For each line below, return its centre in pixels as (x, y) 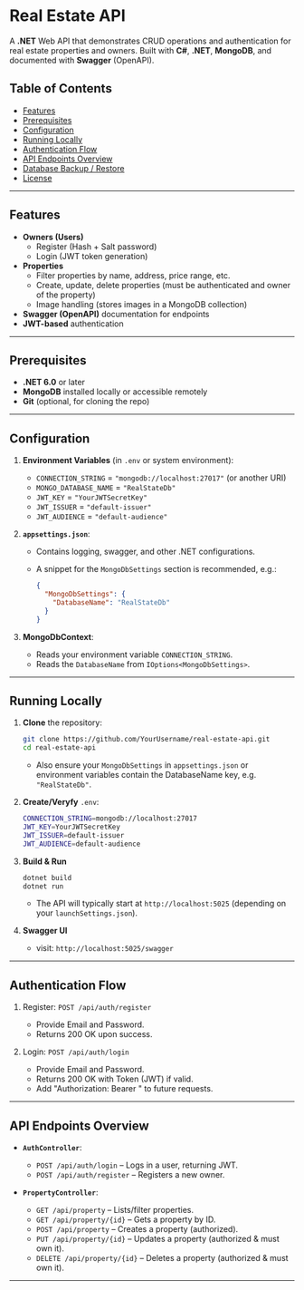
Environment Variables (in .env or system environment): (128, 461)
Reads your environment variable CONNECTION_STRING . (134, 655)
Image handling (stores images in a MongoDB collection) (142, 304)
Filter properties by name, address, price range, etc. (133, 275)
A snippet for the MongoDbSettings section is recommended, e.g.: (157, 569)
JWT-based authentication (73, 324)
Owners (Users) (53, 237)
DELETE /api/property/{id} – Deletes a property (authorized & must (162, 1258)
